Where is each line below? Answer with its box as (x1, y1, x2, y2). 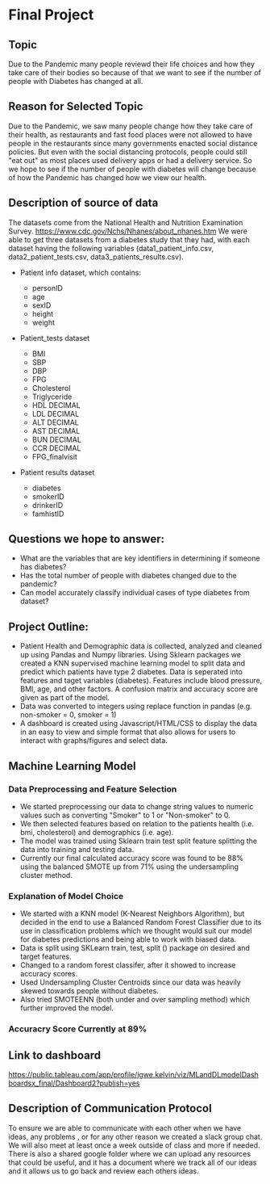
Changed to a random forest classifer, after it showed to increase (19, 960, 236, 970)
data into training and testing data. (19, 844, 135, 854)
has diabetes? (19, 562, 67, 572)
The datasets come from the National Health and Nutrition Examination (8, 217, 243, 227)
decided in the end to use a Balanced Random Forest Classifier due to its (19, 917, 262, 927)
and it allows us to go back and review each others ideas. (8, 1165, 199, 1176)
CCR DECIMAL (31, 443, 81, 453)
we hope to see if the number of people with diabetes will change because (8, 164, 256, 174)
